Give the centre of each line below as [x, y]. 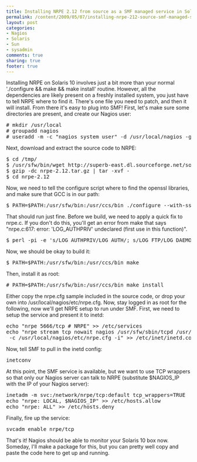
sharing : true [23, 60]
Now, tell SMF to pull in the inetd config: [54, 349]
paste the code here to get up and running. [58, 453]
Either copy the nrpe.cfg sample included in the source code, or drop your [96, 296]
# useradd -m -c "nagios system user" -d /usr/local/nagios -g [99, 137]
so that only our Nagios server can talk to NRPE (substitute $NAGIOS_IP [93, 378]
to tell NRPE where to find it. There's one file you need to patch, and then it [96, 102]
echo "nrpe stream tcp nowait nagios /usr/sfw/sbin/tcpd [90, 332]
